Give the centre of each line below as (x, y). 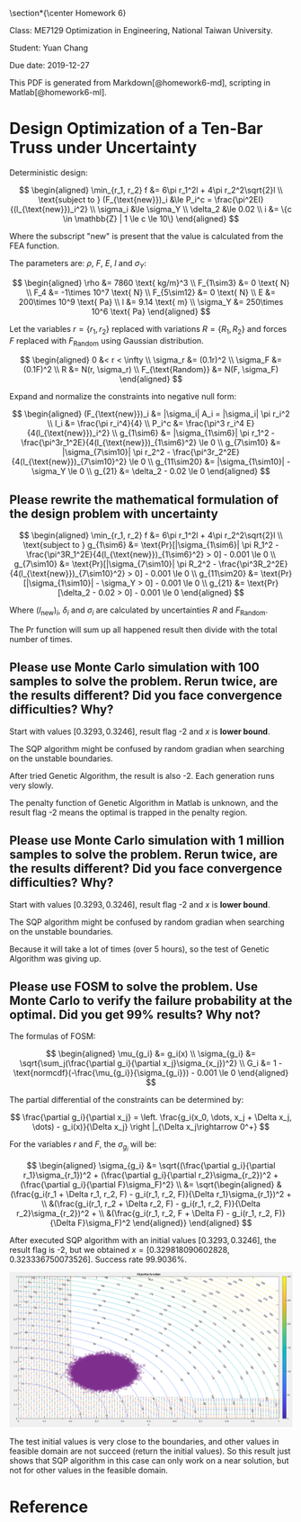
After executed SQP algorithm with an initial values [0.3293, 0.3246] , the (143, 1240)
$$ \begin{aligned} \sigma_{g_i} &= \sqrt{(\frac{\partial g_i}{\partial (151, 1165)
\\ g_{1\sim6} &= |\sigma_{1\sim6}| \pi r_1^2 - (194, 433)
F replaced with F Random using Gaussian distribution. (106, 341)
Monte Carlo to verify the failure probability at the (151, 1001)
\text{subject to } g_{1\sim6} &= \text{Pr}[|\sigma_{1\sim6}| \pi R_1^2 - (151, 545)
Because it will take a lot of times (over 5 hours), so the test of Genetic (139, 949)
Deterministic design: (49, 172)
